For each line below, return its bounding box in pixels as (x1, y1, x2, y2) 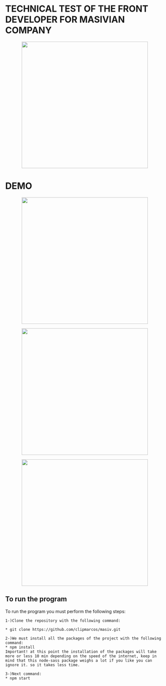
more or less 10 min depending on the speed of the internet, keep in (5, 654, 157, 659)
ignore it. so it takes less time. (5, 662, 80, 667)
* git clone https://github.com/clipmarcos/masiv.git (5, 627, 121, 632)
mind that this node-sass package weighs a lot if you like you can (5, 658, 152, 663)
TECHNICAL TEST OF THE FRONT (5, 3, 149, 15)
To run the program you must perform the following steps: (5, 608, 126, 614)
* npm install (5, 644, 35, 650)
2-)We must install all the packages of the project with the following (5, 636, 161, 641)
